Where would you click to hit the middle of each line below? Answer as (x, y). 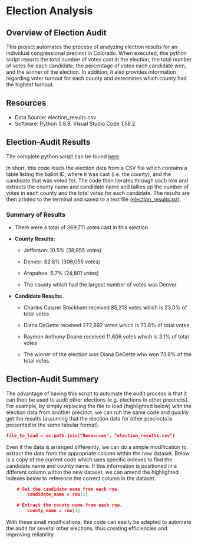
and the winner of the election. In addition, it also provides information (91, 72)
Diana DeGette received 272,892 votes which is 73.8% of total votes (106, 325)
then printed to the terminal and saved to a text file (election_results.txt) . (94, 199)
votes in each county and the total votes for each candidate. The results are (98, 193)
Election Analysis (49, 11)
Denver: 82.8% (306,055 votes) (62, 262)
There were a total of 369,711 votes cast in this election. (82, 227)
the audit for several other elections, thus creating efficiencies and (87, 528)
